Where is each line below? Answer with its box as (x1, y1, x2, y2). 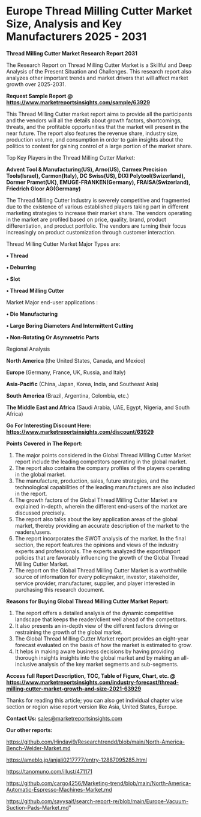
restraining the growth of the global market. (14, 628, 123, 636)
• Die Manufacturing (6, 310, 58, 318)
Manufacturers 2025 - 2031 (6, 30, 147, 43)
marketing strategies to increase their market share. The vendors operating (6, 209, 192, 216)
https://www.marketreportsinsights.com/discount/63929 (6, 428, 154, 435)
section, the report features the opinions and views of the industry (14, 541, 179, 548)
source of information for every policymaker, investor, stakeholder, (14, 573, 179, 580)
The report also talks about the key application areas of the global (14, 515, 178, 522)
